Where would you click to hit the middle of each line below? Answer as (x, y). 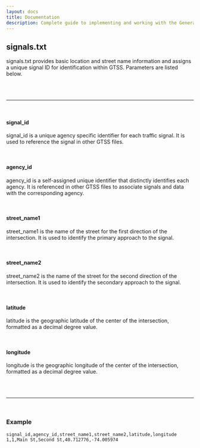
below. (14, 74)
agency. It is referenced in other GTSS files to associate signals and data (95, 187)
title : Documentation (33, 17)
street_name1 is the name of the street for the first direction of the (87, 231)
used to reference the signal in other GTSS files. (65, 142)
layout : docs (22, 12)
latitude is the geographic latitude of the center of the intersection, (88, 321)
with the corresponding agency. (45, 193)
